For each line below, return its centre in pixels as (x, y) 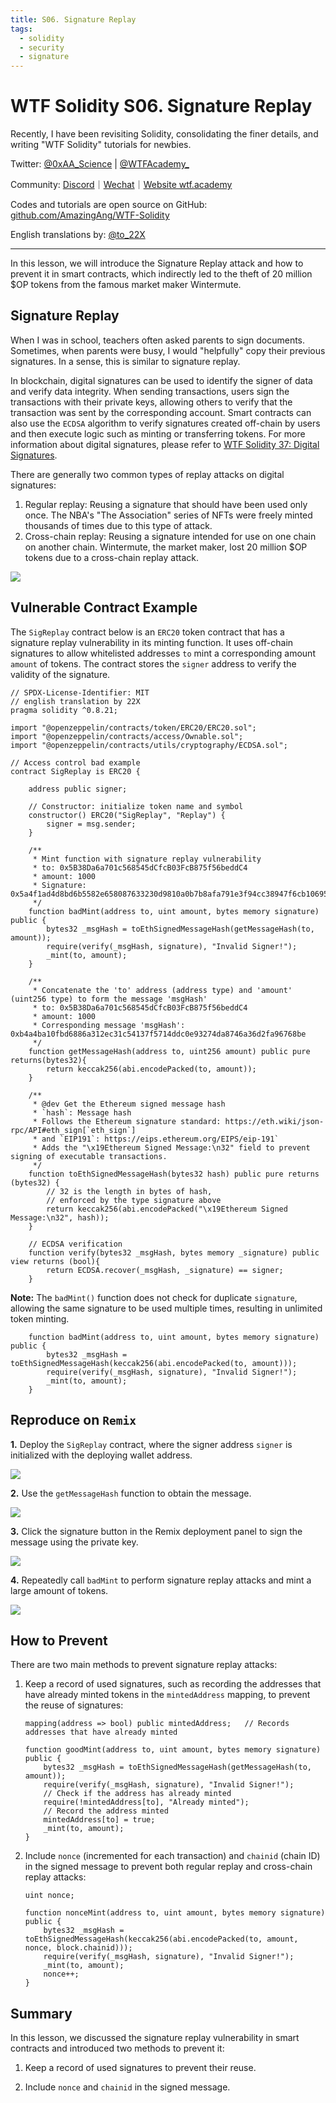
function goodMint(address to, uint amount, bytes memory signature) (173, 1750)
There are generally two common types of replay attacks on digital (147, 474)
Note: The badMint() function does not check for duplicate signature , (154, 1297)
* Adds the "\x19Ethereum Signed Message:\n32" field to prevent (171, 1147)
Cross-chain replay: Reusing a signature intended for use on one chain (170, 536)
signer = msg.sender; (91, 824)
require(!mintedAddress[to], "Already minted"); (146, 1802)
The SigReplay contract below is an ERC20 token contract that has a (147, 632)
